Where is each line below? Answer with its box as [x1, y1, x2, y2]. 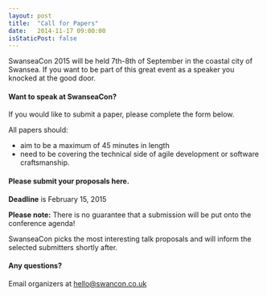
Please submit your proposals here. [8, 176, 130, 186]
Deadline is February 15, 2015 [8, 194, 107, 203]
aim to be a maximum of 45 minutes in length [19, 141, 170, 150]
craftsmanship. [19, 158, 70, 167]
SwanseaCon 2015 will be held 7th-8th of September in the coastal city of [8, 56, 253, 66]
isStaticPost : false [8, 34, 78, 43]
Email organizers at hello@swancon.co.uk [8, 278, 147, 288]
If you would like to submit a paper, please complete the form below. [8, 109, 235, 119]
